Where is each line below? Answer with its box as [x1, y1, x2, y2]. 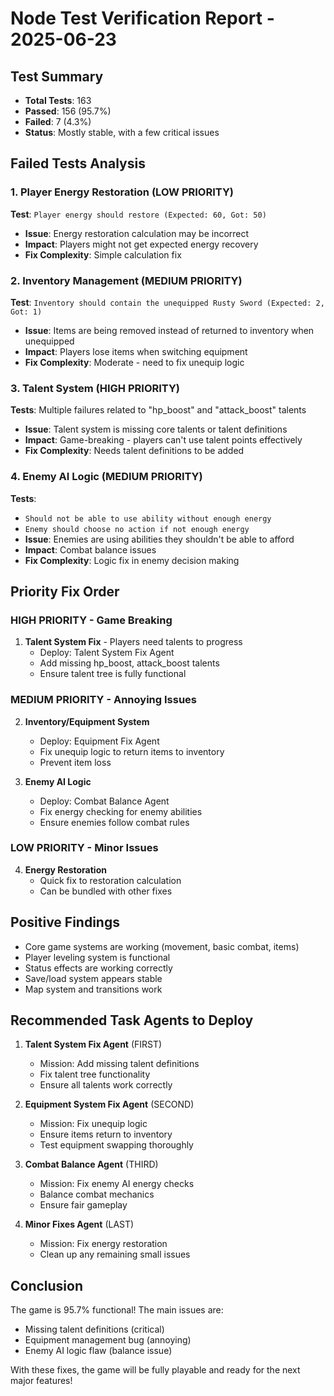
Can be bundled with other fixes [39, 885, 173, 897]
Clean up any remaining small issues [39, 1248, 191, 1261]
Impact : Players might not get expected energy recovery [24, 238, 259, 250]
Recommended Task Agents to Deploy [10, 1012, 254, 1029]
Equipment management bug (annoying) [24, 1334, 192, 1346]
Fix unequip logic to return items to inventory [39, 745, 225, 757]
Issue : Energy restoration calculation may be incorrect [24, 227, 250, 239]
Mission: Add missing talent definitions [39, 1058, 200, 1070]
